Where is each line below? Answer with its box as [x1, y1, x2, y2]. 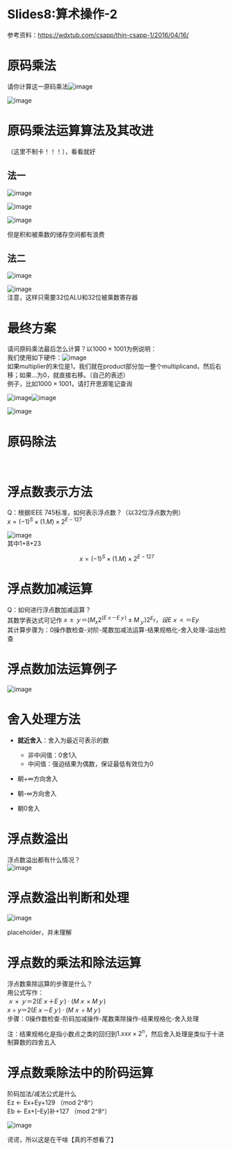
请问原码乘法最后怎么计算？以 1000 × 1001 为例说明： [7, 345, 157, 353]
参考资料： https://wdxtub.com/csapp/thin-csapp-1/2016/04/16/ [7, 31, 189, 39]
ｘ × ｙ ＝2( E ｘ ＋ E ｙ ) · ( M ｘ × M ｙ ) [7, 996, 106, 1005]
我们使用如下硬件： [7, 353, 63, 362]
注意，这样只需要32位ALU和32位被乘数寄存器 [7, 293, 138, 302]
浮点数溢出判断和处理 [7, 890, 130, 906]
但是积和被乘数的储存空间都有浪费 [7, 230, 105, 238]
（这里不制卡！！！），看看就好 [7, 147, 96, 156]
